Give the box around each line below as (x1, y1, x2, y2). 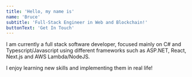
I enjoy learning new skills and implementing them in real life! (6, 65, 153, 72)
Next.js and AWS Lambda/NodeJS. (6, 53, 90, 60)
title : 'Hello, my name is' (6, 8, 75, 15)
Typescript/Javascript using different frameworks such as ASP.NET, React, (6, 47, 187, 54)
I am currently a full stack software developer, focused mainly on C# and (6, 41, 181, 48)
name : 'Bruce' (6, 14, 41, 20)
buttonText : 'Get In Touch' (6, 24, 75, 31)
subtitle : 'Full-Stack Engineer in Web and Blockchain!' (6, 19, 148, 25)
